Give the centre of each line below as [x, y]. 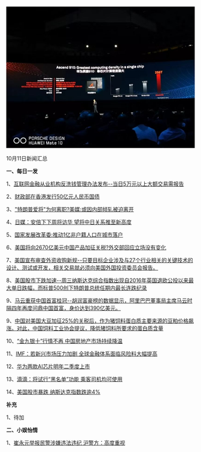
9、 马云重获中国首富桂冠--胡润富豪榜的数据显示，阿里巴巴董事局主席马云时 [99, 301]
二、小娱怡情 [22, 430]
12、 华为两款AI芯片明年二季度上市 [48, 366]
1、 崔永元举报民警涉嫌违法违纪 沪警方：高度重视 [66, 443]
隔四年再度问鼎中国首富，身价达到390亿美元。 [64, 308]
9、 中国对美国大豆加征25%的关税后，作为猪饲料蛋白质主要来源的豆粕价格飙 [100, 321]
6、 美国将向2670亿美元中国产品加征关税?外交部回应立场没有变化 [86, 248]
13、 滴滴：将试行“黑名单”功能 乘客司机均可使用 [64, 379]
